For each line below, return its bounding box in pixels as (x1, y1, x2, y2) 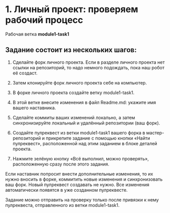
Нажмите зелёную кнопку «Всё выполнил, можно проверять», (12, 155, 149, 161)
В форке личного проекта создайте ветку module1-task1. (12, 90, 135, 96)
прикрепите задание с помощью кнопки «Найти (46, 135, 150, 141)
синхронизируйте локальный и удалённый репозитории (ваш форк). (12, 120, 160, 126)
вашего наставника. (12, 105, 56, 111)
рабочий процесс (5, 14, 83, 26)
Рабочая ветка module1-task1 (5, 31, 69, 37)
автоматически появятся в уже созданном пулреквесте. (5, 187, 128, 193)
